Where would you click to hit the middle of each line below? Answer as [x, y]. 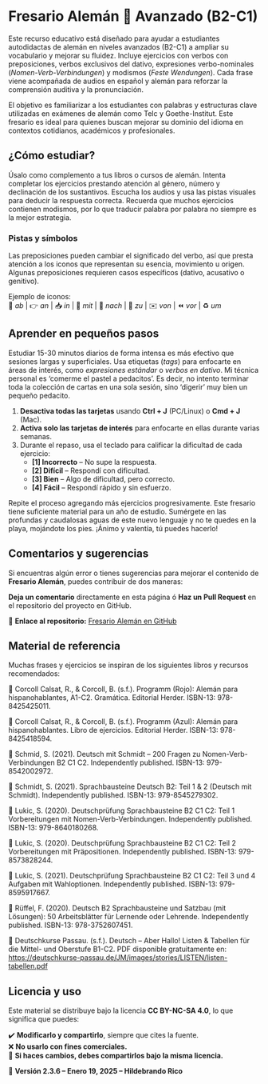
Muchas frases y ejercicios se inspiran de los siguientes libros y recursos [128, 665]
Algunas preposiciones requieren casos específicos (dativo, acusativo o [126, 273]
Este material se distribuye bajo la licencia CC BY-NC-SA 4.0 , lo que [121, 1010]
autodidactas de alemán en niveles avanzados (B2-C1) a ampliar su [118, 46]
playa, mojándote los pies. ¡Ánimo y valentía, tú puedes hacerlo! [113, 528]
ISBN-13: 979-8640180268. [53, 828]
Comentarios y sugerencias [79, 554]
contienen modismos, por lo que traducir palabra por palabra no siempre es [132, 209]
